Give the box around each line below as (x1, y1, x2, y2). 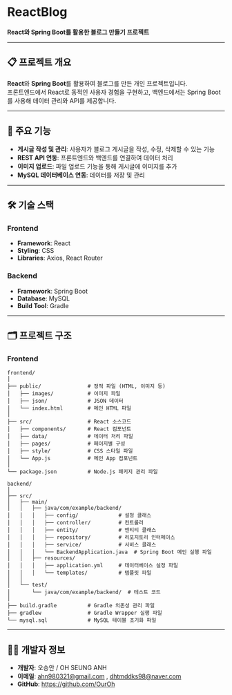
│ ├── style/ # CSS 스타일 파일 (7, 448, 133, 455)
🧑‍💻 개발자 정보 (7, 644, 66, 656)
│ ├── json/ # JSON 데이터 (7, 398, 124, 405)
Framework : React (17, 239, 71, 247)
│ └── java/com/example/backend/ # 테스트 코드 (7, 589, 161, 596)
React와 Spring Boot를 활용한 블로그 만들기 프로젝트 (7, 28, 150, 36)
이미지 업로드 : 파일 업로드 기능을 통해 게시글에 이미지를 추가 (17, 162, 177, 170)
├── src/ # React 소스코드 (7, 419, 132, 426)
